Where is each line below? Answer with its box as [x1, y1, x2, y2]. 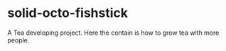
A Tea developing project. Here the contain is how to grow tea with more [7, 28, 220, 37]
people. [7, 35, 30, 44]
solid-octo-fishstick [7, 5, 128, 21]
